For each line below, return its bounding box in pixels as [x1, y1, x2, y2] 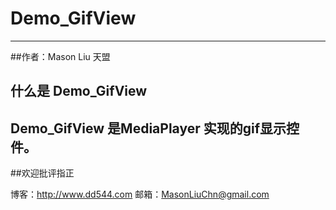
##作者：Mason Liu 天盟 [10, 50, 111, 62]
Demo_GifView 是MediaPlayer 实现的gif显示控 [10, 120, 300, 137]
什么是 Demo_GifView [10, 83, 148, 100]
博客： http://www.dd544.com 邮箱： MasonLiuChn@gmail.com [10, 188, 270, 201]
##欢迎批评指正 [10, 167, 75, 179]
